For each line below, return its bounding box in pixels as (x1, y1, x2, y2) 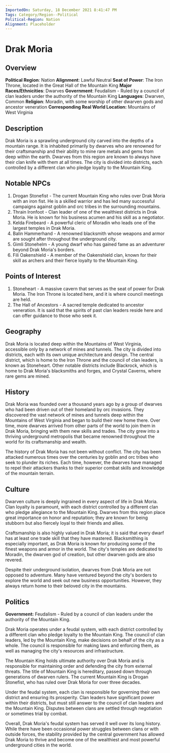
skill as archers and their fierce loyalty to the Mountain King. (12, 257, 139, 263)
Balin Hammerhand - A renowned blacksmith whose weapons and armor (12, 230, 165, 236)
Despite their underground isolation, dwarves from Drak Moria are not (5, 567, 151, 573)
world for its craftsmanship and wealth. (5, 439, 87, 445)
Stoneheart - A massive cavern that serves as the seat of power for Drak (12, 285, 165, 292)
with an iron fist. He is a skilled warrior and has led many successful (12, 198, 155, 204)
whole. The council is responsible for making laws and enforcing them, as (5, 642, 159, 648)
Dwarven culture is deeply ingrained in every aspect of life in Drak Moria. (5, 498, 158, 505)
